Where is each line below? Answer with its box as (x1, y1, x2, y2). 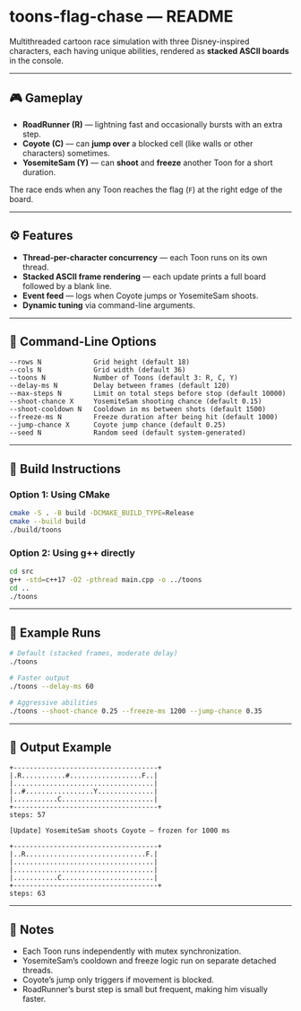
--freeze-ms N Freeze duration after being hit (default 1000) (9, 413, 279, 422)
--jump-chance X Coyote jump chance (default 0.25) (9, 420, 227, 430)
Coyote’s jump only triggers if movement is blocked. (21, 974, 215, 985)
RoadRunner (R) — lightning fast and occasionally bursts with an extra (21, 119, 283, 129)
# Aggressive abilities (9, 698, 99, 707)
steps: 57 (9, 811, 47, 820)
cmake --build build (9, 516, 87, 526)
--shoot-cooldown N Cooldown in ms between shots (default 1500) (9, 405, 267, 414)
